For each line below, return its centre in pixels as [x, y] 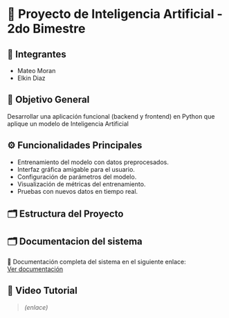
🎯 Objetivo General [48, 100]
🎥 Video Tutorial [42, 291]
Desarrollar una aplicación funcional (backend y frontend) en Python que [111, 116]
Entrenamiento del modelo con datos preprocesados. [93, 162]
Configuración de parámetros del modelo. [77, 177]
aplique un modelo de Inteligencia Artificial [68, 123]
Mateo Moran [36, 71]
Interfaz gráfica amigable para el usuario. [76, 169]
